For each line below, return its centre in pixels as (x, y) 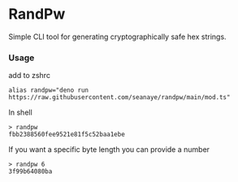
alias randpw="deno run (49, 90)
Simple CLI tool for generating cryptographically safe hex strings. (117, 37)
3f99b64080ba (30, 171)
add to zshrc (30, 76)
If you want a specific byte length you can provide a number (109, 149)
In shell (20, 113)
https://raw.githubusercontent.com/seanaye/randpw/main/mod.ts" (119, 97)
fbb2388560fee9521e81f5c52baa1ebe (67, 135)
